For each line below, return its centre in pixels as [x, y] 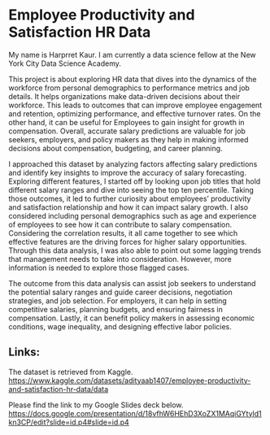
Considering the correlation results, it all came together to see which [123, 233]
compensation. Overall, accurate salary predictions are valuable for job [127, 131]
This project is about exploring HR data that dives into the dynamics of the [133, 79]
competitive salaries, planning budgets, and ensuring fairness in [116, 309]
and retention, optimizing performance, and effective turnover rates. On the [135, 113]
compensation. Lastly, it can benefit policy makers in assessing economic [132, 318]
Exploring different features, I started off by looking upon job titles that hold [135, 181]
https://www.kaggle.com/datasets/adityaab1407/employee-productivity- [130, 381]
